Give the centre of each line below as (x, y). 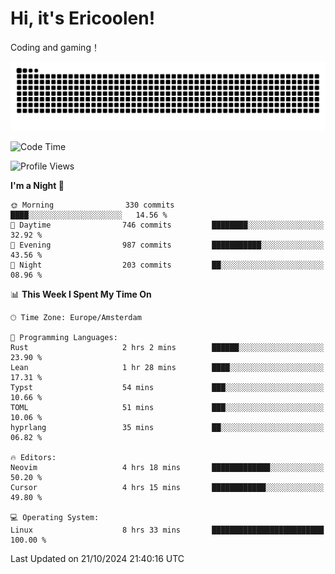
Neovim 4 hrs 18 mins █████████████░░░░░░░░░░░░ (167, 467)
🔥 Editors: (33, 457)
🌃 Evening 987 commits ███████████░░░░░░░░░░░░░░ (167, 245)
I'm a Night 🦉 (37, 185)
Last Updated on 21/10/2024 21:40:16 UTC (97, 558)
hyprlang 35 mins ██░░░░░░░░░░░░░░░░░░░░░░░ (167, 427)
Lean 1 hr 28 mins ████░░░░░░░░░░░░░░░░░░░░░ (167, 367)
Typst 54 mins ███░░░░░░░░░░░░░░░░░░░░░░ (167, 387)
